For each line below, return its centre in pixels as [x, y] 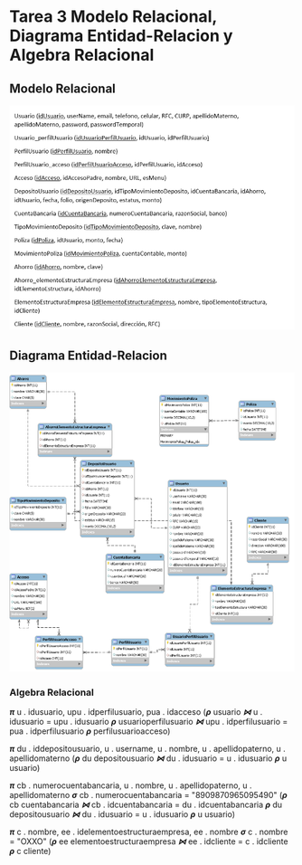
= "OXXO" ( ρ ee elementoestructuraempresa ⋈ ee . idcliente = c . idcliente [149, 841]
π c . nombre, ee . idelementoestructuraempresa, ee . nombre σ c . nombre [149, 832]
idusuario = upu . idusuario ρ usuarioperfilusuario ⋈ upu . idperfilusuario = [149, 722]
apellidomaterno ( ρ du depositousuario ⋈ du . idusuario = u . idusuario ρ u [148, 758]
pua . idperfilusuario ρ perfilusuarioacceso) [90, 731]
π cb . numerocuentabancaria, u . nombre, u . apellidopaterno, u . [131, 785]
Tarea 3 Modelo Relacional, [113, 17]
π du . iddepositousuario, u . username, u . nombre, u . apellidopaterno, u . [148, 749]
